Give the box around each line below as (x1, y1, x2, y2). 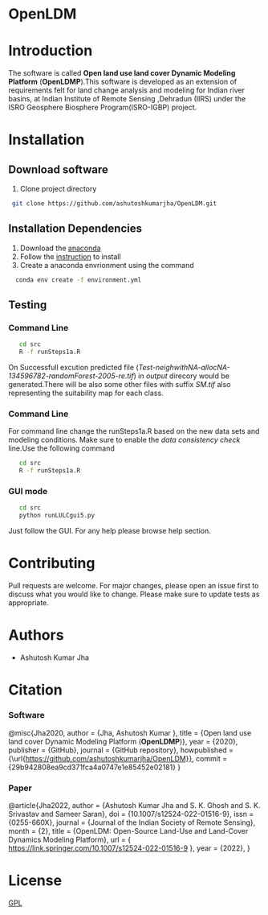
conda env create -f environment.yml (15, 275, 142, 284)
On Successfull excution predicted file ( (8, 363, 139, 373)
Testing (8, 299, 47, 312)
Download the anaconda (19, 243, 102, 253)
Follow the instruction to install (19, 251, 122, 262)
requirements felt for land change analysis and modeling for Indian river (8, 85, 245, 95)
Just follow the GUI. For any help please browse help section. (8, 526, 211, 536)
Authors (8, 626, 64, 645)
